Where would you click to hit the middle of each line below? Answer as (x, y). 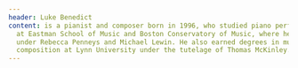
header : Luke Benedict (50, 17)
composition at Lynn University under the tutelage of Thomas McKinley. (154, 50)
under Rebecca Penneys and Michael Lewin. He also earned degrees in (148, 42)
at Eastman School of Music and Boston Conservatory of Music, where (148, 34)
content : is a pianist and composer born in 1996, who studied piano (140, 26)
